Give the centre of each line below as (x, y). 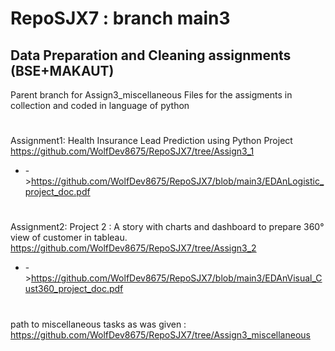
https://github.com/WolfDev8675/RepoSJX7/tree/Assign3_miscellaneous (160, 334)
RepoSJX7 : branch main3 (120, 18)
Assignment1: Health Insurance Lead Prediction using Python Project (151, 141)
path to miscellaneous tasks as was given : (98, 324)
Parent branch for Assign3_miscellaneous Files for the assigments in (151, 95)
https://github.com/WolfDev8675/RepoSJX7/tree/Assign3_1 (132, 151)
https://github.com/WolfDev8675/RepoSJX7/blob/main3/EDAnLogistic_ (178, 181)
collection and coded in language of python (100, 105)
